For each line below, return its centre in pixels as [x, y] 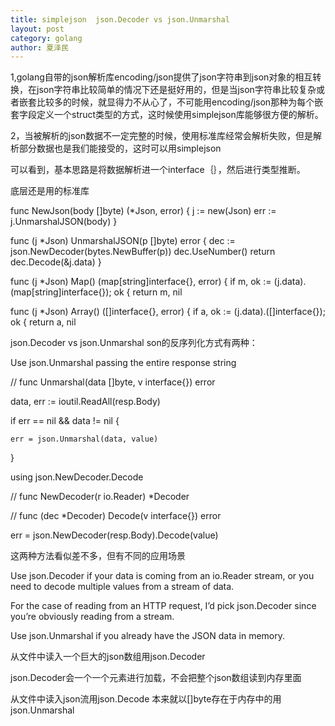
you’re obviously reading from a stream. [92, 617]
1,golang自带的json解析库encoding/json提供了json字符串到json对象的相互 [161, 77]
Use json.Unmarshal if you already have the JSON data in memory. [148, 636]
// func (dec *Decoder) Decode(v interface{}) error [116, 516]
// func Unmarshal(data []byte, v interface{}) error [113, 382]
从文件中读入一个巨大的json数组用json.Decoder [108, 657]
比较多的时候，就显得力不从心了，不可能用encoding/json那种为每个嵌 [180, 102]
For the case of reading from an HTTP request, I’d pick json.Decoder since [163, 606]
